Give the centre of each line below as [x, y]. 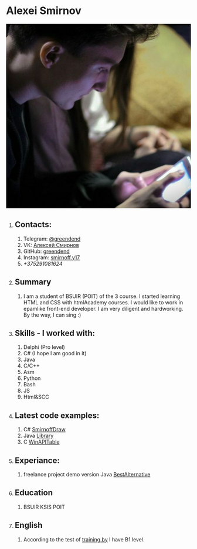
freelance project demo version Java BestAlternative [87, 474]
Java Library [38, 436]
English [28, 525]
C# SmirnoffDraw [44, 430]
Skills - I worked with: [55, 333]
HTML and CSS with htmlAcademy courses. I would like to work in [103, 302]
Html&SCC [36, 397]
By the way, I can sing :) [52, 315]
